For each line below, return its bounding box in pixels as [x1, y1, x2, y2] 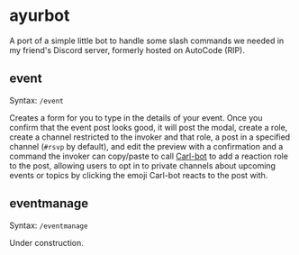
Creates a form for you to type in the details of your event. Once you [9, 112, 263, 123]
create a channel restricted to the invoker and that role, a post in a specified [9, 132, 291, 142]
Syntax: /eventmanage [9, 220, 88, 231]
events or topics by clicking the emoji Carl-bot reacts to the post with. [9, 169, 268, 180]
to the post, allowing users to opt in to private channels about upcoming [9, 159, 276, 171]
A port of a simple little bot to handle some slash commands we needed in [9, 35, 285, 46]
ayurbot [9, 5, 70, 26]
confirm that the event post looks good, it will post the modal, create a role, [9, 122, 288, 132]
